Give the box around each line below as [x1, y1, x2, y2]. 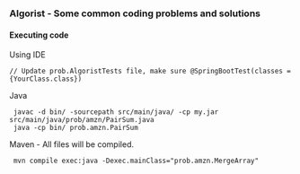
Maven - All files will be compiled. [9, 139, 135, 150]
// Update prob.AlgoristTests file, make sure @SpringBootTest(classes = [9, 66, 292, 76]
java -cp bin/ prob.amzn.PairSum [13, 124, 139, 133]
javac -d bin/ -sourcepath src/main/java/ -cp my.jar [13, 108, 219, 117]
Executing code [9, 30, 69, 40]
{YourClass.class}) [9, 74, 83, 83]
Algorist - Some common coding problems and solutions [9, 7, 260, 20]
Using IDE [9, 49, 47, 60]
